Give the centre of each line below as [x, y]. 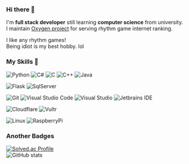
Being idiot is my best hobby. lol [45, 46]
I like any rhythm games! [36, 40]
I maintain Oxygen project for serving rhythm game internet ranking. [89, 28]
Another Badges [30, 136]
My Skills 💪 [22, 62]
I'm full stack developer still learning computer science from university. [94, 22]
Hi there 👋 [21, 9]
